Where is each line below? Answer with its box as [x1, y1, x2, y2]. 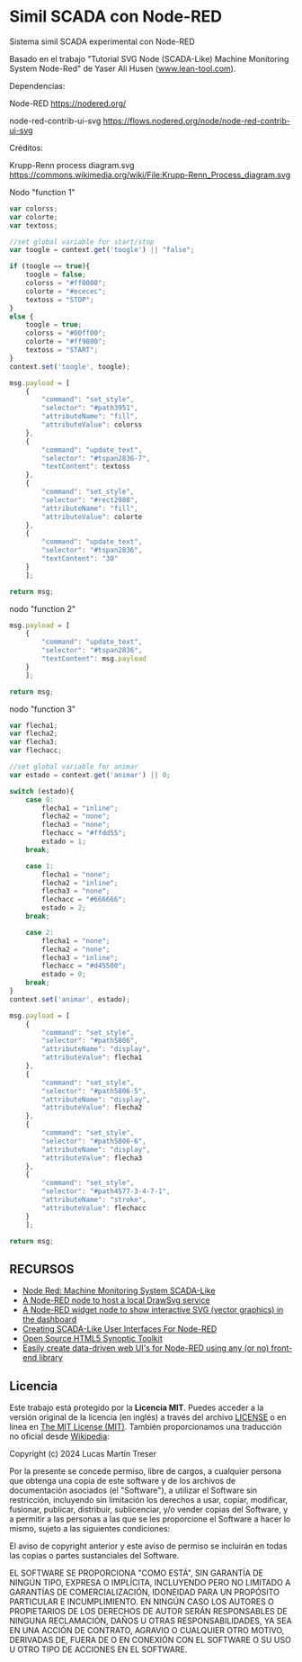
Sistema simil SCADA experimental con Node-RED [9, 36, 195, 47]
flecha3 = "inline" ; [41, 953, 119, 962]
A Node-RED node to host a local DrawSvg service [22, 1295, 210, 1306]
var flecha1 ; [9, 721, 58, 730]
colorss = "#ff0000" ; [25, 279, 106, 288]
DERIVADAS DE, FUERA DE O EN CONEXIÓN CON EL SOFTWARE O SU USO [9, 1635, 292, 1646]
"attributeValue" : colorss [41, 420, 143, 429]
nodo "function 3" [9, 704, 76, 714]
